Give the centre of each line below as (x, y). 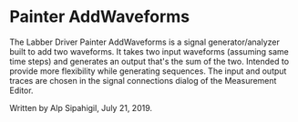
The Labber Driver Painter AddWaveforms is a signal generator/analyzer (145, 42)
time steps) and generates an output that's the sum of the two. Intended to (149, 61)
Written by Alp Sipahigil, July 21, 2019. (81, 107)
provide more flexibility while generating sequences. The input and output (148, 71)
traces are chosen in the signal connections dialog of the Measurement (143, 80)
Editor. (21, 90)
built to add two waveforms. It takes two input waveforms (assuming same (149, 51)
